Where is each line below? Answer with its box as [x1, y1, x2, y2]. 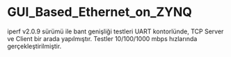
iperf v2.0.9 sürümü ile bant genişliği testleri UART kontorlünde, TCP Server [7, 27, 224, 35]
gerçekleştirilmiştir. [7, 42, 62, 50]
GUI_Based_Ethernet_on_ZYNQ [7, 4, 193, 20]
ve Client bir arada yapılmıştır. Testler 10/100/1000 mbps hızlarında [7, 34, 198, 42]
